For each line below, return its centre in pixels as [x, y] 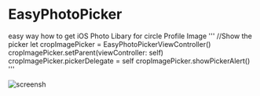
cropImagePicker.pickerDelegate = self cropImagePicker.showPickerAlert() [129, 61]
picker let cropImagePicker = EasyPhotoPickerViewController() [110, 44]
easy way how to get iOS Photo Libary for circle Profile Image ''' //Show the [130, 36]
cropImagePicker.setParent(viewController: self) [86, 52]
